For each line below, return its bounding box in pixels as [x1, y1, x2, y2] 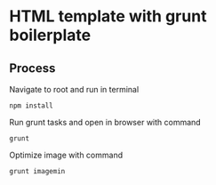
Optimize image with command [9, 149, 123, 160]
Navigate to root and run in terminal [9, 84, 140, 94]
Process [9, 60, 56, 76]
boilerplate [9, 25, 92, 45]
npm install [9, 101, 53, 110]
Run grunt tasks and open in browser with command [9, 117, 202, 127]
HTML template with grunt [9, 6, 207, 27]
